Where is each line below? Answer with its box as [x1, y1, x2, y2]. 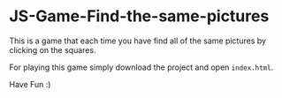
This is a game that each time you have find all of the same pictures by [9, 35, 267, 46]
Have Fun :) [9, 79, 51, 89]
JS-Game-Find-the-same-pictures [9, 6, 270, 26]
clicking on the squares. [9, 44, 96, 55]
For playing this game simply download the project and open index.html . [9, 62, 274, 72]
